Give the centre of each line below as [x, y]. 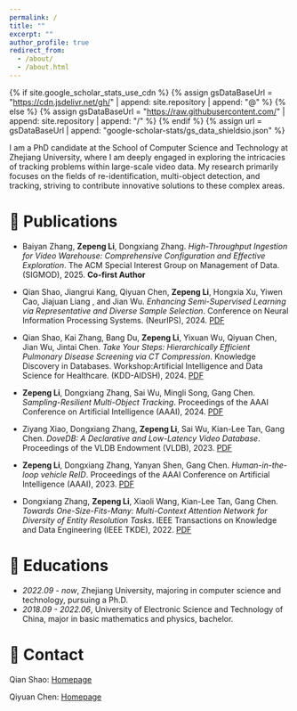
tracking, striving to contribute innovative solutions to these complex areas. [147, 185]
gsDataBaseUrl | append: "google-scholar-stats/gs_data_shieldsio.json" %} [148, 130]
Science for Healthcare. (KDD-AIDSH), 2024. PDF [113, 375]
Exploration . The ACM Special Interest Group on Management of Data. [151, 265]
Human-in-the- [259, 465]
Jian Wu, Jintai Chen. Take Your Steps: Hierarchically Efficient [136, 347]
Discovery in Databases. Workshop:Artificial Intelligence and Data [143, 365]
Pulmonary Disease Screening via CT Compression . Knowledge [139, 356]
